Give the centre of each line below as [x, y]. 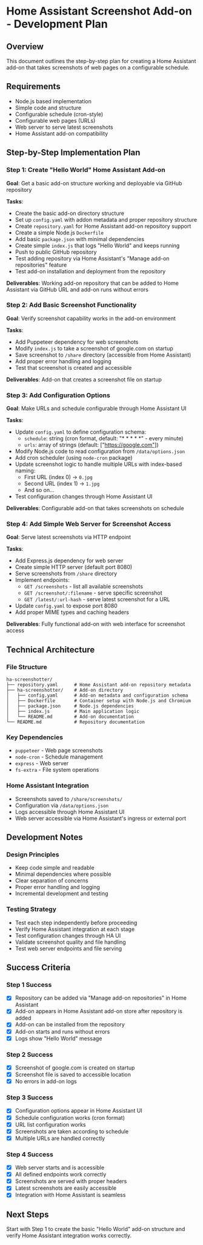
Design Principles [33, 854]
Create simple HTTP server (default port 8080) [74, 567]
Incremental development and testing [62, 893]
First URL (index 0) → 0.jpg [58, 477]
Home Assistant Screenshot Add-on [99, 11]
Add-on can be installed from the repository [70, 1025]
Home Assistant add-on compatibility [62, 133]
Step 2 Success [30, 1054]
